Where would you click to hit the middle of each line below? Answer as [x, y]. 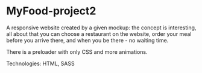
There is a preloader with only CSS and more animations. [77, 51]
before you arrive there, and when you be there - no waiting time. [87, 40]
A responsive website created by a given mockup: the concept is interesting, [101, 28]
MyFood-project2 [51, 11]
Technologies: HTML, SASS [40, 63]
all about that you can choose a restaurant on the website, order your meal [99, 34]
